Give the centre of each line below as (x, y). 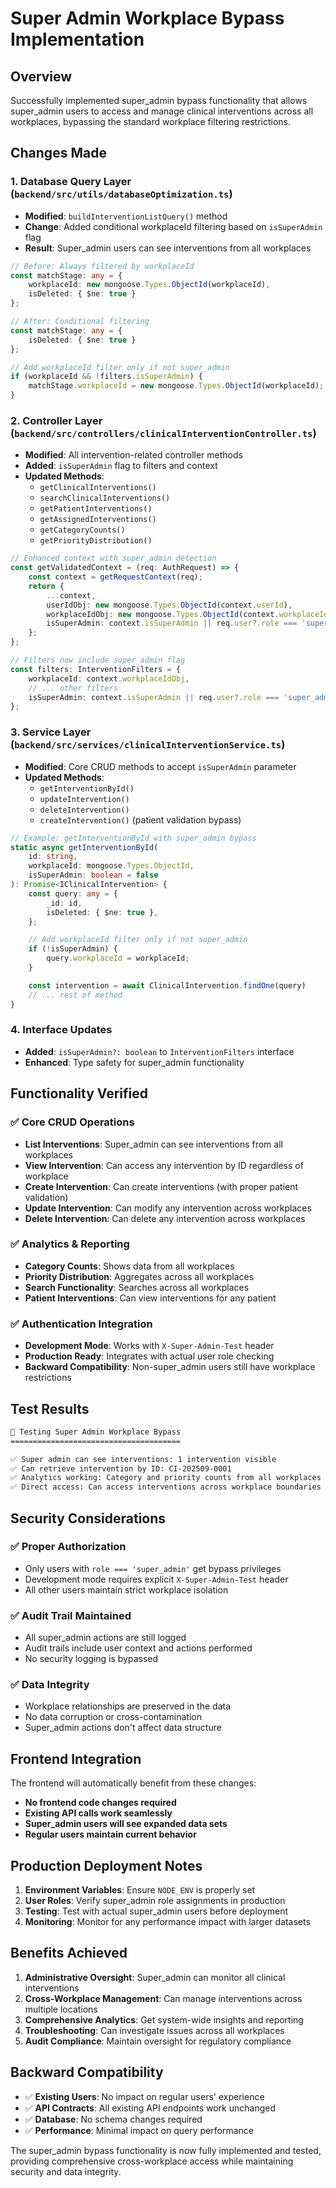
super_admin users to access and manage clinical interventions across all (162, 111)
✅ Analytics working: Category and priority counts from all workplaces (166, 1478)
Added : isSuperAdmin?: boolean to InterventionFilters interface (159, 1051)
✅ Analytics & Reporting (70, 1244)
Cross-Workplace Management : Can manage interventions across (163, 1998)
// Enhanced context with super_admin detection (113, 558)
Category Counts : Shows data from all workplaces (129, 1266)
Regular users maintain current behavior (110, 1834)
